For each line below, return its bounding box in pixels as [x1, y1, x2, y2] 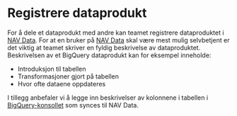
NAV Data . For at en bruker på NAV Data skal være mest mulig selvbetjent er [7, 35, 230, 44]
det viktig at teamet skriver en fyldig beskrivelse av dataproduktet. [7, 43, 201, 52]
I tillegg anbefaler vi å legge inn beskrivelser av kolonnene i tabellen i [7, 93, 209, 102]
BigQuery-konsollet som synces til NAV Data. [7, 100, 139, 109]
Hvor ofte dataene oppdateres [17, 79, 106, 88]
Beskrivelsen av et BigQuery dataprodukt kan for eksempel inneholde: [7, 51, 212, 59]
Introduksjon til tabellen [17, 64, 86, 73]
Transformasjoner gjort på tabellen [17, 72, 119, 81]
